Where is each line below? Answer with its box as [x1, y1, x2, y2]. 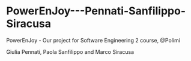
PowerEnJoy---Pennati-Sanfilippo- [6, 4, 186, 18]
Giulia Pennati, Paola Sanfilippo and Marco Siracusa [6, 48, 134, 55]
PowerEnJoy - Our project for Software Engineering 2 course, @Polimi [6, 36, 180, 44]
